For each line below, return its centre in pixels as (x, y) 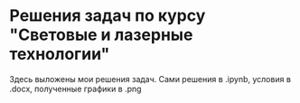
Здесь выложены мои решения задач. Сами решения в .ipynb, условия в (150, 79)
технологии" (60, 54)
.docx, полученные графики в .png (75, 89)
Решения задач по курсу (108, 16)
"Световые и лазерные (101, 35)
